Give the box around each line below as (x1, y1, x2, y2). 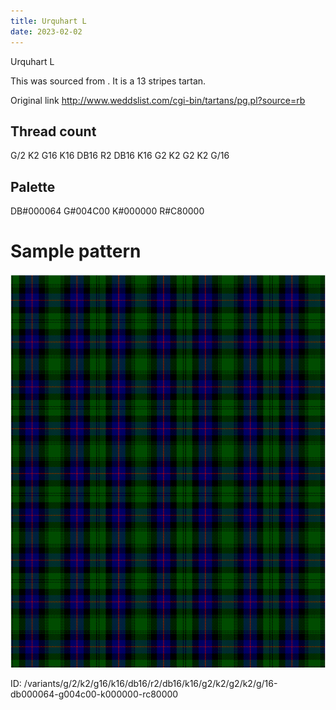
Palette (10, 178, 56, 195)
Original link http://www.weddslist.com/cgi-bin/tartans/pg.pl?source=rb (10, 94, 306, 106)
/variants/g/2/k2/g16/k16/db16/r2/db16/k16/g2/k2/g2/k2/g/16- (23, 678, 278, 690)
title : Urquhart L (10, 16, 87, 26)
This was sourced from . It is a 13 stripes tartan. (10, 75, 207, 87)
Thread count (10, 123, 97, 140)
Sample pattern (10, 240, 142, 263)
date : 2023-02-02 (10, 26, 83, 37)
